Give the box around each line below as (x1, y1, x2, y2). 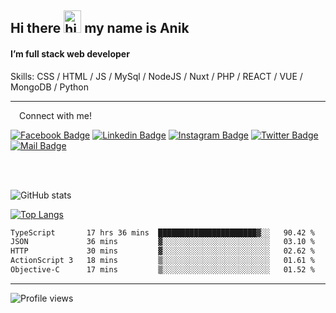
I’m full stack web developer (10, 47, 130, 60)
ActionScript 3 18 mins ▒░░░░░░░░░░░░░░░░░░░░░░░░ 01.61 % (10, 256, 315, 266)
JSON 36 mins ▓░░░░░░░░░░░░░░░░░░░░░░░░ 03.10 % (10, 237, 315, 247)
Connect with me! (19, 109, 92, 121)
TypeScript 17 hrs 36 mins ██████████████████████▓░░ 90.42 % (10, 227, 315, 238)
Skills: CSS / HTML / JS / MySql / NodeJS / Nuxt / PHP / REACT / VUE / (10, 70, 303, 82)
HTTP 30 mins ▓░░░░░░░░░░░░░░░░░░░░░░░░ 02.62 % (10, 246, 315, 256)
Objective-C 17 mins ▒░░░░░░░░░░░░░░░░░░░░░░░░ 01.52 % (10, 265, 315, 275)
